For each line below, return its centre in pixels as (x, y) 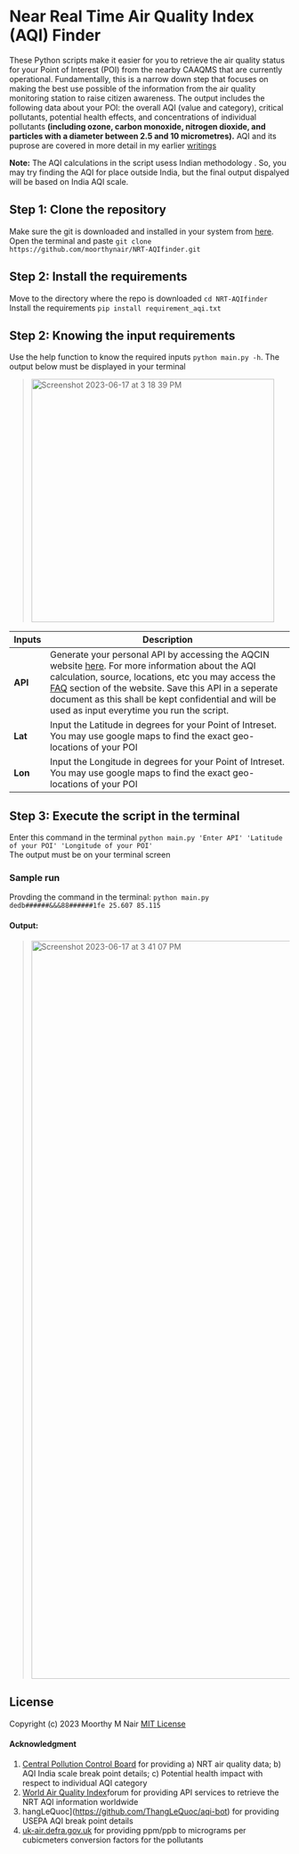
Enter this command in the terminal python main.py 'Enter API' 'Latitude (146, 837)
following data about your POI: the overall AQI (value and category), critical (146, 107)
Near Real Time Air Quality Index (132, 17)
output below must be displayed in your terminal (97, 367)
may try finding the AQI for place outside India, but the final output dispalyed (149, 172)
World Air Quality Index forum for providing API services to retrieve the (150, 1792)
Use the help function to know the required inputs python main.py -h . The (145, 357)
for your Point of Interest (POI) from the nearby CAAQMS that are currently (146, 70)
